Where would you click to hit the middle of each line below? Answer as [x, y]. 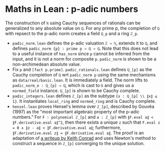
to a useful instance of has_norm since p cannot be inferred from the [81, 54]
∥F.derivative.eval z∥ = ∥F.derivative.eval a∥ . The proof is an [78, 133]
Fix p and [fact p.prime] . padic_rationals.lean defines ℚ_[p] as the [82, 69]
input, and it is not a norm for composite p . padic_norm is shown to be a [84, 59]
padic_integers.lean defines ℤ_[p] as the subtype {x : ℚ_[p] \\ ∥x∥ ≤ [84, 96]
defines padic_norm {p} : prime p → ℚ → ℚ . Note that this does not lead [85, 48]
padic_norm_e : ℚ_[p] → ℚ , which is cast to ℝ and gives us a [73, 85]
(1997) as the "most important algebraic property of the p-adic [76, 112]
